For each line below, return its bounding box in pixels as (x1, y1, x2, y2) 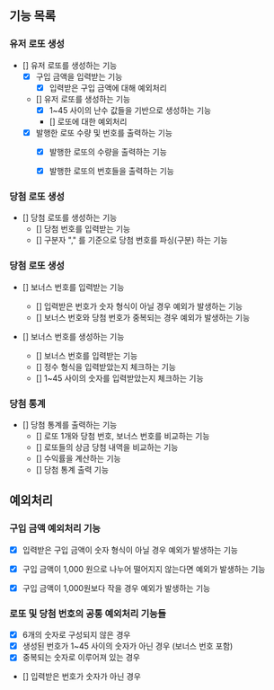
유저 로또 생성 (9, 38, 66, 50)
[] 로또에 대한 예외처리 (49, 116, 128, 127)
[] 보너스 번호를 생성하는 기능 (22, 331, 125, 341)
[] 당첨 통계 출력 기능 (35, 464, 110, 474)
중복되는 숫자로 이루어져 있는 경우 (22, 652, 141, 663)
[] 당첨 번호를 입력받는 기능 (35, 224, 131, 234)
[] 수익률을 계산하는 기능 (35, 453, 121, 464)
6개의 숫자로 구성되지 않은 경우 (22, 630, 131, 641)
